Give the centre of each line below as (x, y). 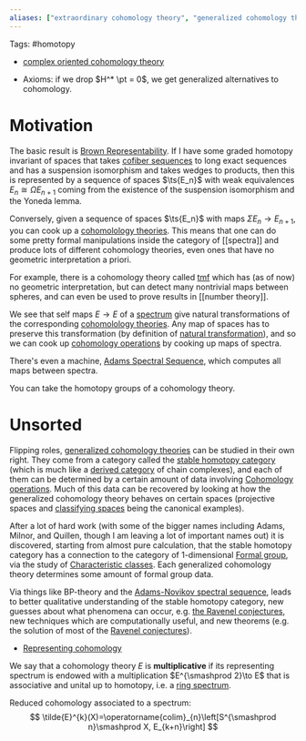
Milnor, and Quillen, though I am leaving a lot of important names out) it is (147, 536)
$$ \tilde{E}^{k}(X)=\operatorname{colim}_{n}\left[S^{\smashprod (153, 717)
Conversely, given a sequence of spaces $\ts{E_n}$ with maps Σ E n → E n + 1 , (153, 220)
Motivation (51, 125)
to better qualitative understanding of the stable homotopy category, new (147, 602)
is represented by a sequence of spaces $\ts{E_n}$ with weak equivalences (152, 179)
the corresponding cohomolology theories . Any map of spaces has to (140, 324)
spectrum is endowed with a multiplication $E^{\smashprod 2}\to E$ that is (149, 675)
